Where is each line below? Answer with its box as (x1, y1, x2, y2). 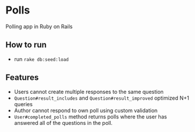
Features (5, 73, 39, 83)
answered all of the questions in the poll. (14, 119, 113, 126)
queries (14, 100, 33, 107)
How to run (5, 40, 47, 50)
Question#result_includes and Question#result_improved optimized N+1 (14, 94, 190, 101)
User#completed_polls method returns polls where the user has (14, 113, 167, 120)
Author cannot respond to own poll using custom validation (14, 107, 158, 114)
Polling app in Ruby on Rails (5, 23, 73, 30)
